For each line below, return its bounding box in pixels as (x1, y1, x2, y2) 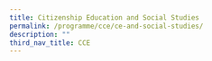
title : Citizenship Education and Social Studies (9, 13, 200, 22)
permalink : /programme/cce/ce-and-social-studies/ (9, 22, 204, 30)
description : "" (9, 30, 70, 39)
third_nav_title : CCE (9, 38, 91, 48)
